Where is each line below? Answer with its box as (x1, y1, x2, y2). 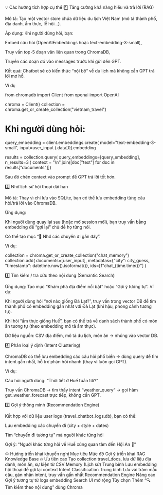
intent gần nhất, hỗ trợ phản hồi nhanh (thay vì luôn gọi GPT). (5, 358, 127, 364)
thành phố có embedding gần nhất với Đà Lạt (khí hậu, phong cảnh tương (5, 303, 152, 309)
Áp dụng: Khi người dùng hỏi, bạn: (5, 30, 74, 36)
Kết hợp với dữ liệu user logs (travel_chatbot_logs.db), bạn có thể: (5, 413, 137, 419)
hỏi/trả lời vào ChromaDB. (5, 200, 57, 206)
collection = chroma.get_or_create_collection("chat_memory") (5, 252, 129, 258)
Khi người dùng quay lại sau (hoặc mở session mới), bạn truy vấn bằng (5, 219, 146, 225)
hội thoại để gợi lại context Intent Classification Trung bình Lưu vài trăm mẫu (5, 466, 158, 472)
